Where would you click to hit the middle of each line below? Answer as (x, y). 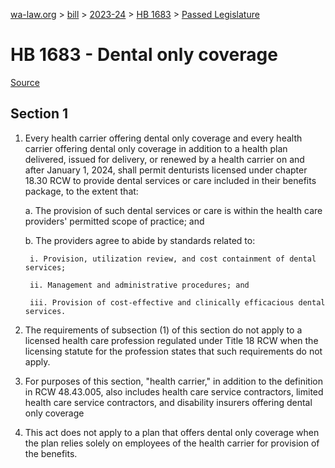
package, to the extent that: (81, 191)
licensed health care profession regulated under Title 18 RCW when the (171, 340)
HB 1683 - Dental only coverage (144, 55)
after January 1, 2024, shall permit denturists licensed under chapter (166, 170)
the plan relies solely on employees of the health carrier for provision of (172, 443)
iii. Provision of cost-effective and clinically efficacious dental (177, 302)
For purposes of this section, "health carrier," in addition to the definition (173, 381)
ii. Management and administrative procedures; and (139, 285)
